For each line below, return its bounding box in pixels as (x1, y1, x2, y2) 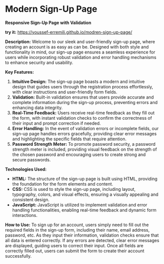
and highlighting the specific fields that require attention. (12, 136, 127, 142)
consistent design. (12, 196, 50, 202)
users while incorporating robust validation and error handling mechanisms (5, 54, 157, 60)
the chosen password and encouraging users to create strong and (12, 151, 146, 158)
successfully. (5, 253, 32, 259)
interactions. (12, 212, 38, 218)
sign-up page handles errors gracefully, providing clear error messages (12, 131, 157, 136)
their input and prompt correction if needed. (12, 120, 101, 126)
